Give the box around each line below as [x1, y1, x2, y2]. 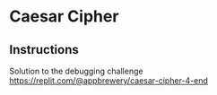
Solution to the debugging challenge [9, 65, 143, 76]
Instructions [9, 42, 79, 57]
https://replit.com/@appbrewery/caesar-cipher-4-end [9, 75, 209, 86]
